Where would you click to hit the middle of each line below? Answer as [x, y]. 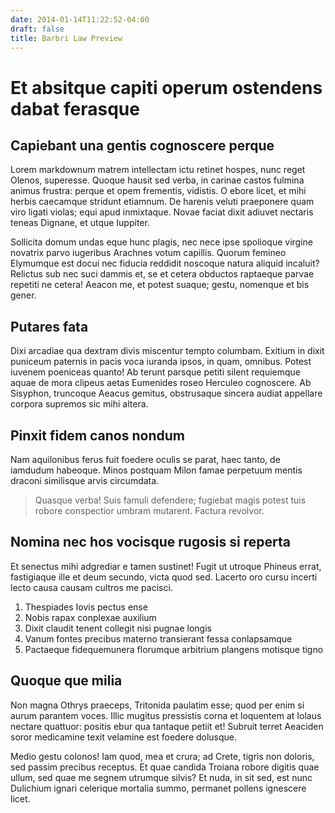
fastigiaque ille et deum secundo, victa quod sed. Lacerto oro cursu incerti [164, 577]
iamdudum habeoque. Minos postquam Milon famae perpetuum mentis [156, 470]
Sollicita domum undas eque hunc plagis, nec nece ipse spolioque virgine [161, 242]
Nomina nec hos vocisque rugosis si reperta [150, 542]
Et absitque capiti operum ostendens [166, 87]
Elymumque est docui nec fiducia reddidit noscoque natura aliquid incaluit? [165, 263]
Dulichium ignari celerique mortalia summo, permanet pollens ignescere [158, 788]
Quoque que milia [66, 681]
